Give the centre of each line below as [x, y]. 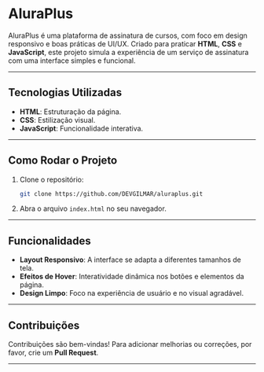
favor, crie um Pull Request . [53, 353]
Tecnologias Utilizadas [65, 92]
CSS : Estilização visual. [57, 120]
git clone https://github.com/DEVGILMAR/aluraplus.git [111, 193]
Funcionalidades [50, 241]
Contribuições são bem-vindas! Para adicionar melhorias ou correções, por [130, 344]
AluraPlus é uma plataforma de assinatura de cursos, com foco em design [128, 35]
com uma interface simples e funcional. [72, 61]
